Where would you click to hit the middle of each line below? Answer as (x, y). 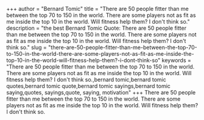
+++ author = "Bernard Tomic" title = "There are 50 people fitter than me (97, 9)
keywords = (177, 60)
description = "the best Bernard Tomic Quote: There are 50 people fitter (97, 28)
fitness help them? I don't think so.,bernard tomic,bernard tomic (86, 79)
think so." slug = (27, 47)
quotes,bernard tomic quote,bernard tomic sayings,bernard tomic (88, 86)
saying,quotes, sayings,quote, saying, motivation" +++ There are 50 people (101, 92)
